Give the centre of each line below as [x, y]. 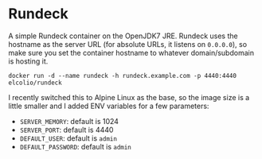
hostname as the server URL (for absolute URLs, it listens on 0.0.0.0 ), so [128, 44]
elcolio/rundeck [35, 83]
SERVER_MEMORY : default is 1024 [69, 121]
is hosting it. [28, 61]
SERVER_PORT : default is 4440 [66, 130]
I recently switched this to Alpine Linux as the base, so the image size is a [129, 97]
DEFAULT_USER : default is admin [68, 138]
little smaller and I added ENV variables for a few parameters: [109, 106]
